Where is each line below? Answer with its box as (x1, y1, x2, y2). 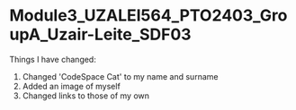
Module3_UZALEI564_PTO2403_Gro (9, 5, 288, 26)
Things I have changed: (9, 54, 96, 64)
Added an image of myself (22, 80, 121, 91)
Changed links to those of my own (22, 90, 150, 101)
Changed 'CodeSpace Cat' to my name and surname (22, 71, 219, 81)
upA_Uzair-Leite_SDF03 (9, 24, 192, 45)
